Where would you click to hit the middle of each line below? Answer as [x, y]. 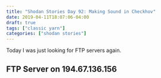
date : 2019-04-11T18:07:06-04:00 [48, 17]
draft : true [21, 22]
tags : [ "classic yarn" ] [36, 28]
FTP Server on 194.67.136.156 [62, 69]
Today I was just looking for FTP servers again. [64, 50]
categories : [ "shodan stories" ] [46, 34]
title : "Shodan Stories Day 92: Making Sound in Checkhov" [81, 12]
